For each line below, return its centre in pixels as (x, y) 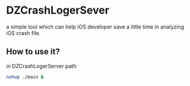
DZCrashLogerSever (58, 10)
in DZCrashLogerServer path (41, 66)
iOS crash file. (23, 33)
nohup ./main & (25, 77)
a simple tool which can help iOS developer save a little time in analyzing (95, 27)
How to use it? (33, 52)
